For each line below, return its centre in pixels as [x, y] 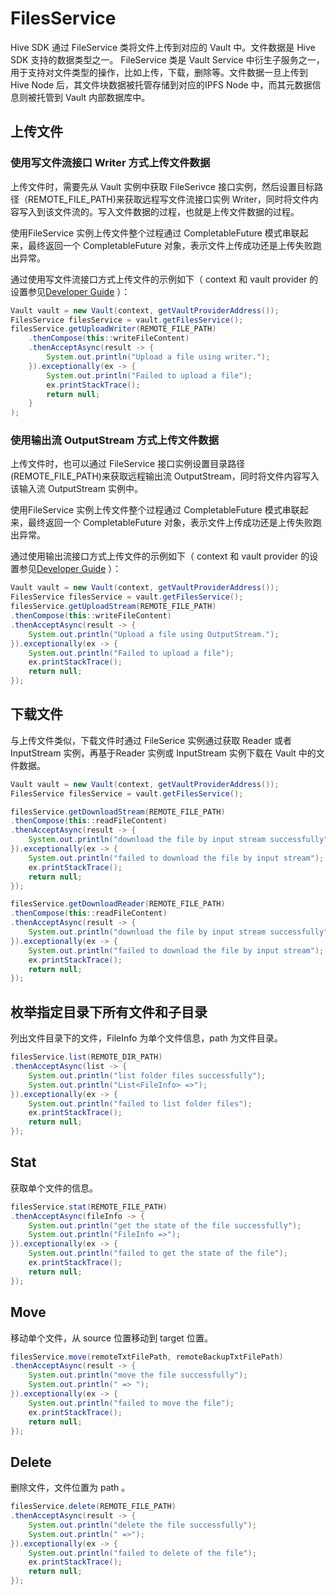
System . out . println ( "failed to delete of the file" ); [142, 1553]
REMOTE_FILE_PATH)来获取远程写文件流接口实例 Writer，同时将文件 [168, 199]
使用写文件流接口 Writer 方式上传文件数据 [110, 163]
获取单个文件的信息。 [54, 1188]
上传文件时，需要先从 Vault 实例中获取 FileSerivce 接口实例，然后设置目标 [162, 186]
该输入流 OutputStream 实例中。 [76, 489]
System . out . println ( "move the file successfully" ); [138, 1375]
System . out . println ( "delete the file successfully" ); [142, 1525]
